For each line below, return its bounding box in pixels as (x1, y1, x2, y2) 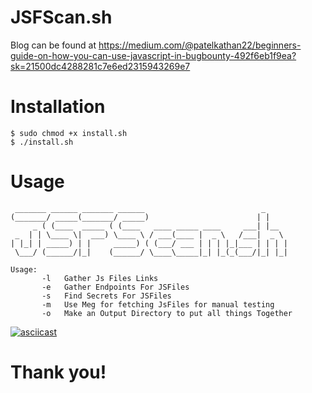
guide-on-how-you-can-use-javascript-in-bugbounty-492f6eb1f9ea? (10, 49, 297, 61)
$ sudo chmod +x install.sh (10, 128, 128, 138)
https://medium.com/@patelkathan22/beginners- (98, 39, 302, 51)
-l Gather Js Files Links (41, 273, 159, 283)
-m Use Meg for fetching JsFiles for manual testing (41, 299, 275, 310)
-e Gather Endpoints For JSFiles (41, 282, 190, 292)
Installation (10, 96, 106, 118)
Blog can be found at (10, 39, 97, 51)
